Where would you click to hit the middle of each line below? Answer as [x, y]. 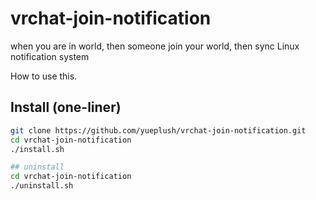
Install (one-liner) [66, 107]
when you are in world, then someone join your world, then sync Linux [155, 46]
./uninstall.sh [42, 186]
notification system [50, 56]
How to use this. [44, 76]
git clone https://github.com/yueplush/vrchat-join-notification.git [158, 130]
